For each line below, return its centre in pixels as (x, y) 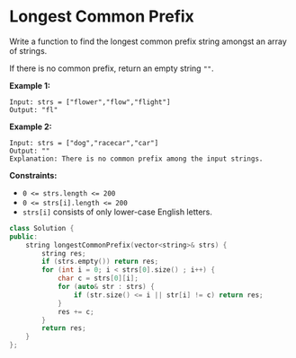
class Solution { (42, 228)
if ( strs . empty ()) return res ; (100, 262)
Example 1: (30, 85)
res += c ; (76, 311)
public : (24, 236)
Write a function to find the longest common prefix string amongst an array (148, 41)
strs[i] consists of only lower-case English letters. (117, 212)
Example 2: (31, 127)
